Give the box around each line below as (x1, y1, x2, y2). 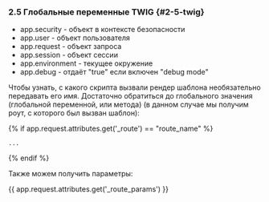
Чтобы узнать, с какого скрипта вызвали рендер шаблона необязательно (8, 83, 261, 92)
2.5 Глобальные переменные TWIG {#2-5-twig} (8, 6, 205, 18)
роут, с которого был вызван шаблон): (8, 108, 141, 118)
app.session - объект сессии (19, 50, 119, 60)
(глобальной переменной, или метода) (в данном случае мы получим (8, 99, 249, 110)
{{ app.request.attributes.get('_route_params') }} (8, 184, 169, 194)
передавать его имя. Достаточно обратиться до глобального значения (8, 91, 253, 101)
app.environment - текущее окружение (19, 59, 153, 68)
